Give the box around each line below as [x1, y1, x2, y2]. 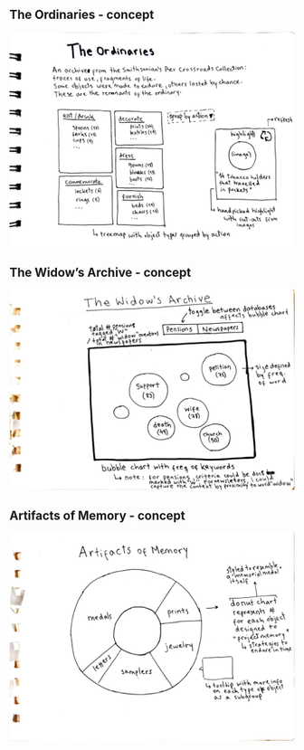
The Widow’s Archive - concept [9, 264, 192, 280]
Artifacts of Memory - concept [9, 508, 185, 523]
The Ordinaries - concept [9, 7, 155, 23]
